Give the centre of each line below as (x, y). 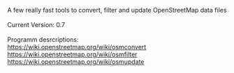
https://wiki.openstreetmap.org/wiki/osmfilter (72, 54)
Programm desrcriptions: (43, 40)
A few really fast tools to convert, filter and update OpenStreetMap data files (117, 10)
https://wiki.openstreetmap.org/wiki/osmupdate (76, 62)
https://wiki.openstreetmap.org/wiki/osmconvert (77, 47)
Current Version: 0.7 (36, 25)
